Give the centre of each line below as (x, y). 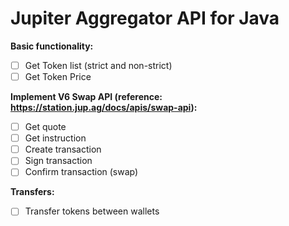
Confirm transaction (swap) (81, 172)
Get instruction (55, 138)
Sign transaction (58, 161)
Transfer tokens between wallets (92, 211)
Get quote (45, 127)
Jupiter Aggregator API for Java (145, 18)
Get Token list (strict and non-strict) (98, 65)
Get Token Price (58, 76)
